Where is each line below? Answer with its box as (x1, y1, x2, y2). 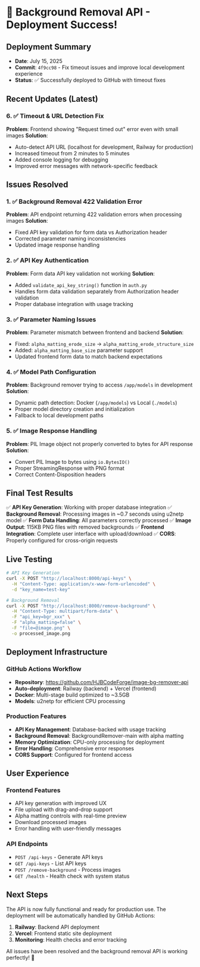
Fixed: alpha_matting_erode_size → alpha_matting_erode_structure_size (14, 340, 194, 347)
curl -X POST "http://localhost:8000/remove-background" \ (6, 603, 156, 609)
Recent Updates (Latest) (6, 94, 98, 104)
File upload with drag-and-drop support (14, 806, 113, 813)
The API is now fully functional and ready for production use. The (6, 905, 167, 913)
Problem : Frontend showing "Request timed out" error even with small (6, 125, 179, 133)
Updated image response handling (14, 241, 100, 249)
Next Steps (6, 890, 48, 900)
